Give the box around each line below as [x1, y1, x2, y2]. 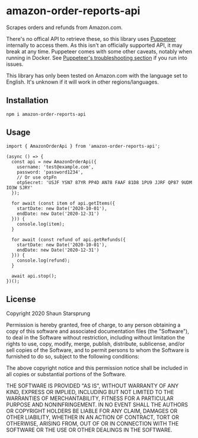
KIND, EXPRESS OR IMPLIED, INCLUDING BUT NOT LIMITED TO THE [6, 389, 174, 396]
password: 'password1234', [17, 169, 84, 175]
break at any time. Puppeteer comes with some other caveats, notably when [6, 47, 193, 55]
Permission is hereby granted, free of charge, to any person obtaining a [6, 322, 181, 329]
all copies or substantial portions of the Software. [6, 371, 126, 378]
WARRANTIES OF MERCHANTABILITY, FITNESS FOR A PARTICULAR [6, 395, 174, 402]
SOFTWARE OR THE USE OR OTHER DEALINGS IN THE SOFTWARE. [6, 426, 173, 434]
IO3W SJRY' [6, 185, 33, 191]
